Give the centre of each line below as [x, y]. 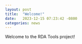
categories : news [23, 23]
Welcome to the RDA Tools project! [40, 37]
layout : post [18, 9]
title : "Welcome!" [25, 14]
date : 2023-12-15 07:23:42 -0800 [41, 18]
